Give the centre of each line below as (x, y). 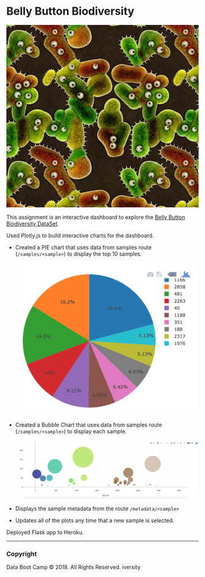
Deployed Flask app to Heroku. (45, 532)
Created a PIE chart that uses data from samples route (83, 248)
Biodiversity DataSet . (33, 224)
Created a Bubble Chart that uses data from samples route (88, 425)
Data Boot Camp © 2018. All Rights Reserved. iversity (74, 567)
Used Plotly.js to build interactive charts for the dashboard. (80, 236)
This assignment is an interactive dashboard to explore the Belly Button (96, 217)
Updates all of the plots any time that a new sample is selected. (95, 520)
